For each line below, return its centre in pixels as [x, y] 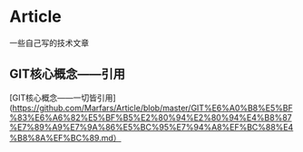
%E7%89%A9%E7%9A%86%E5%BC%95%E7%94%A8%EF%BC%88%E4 [151, 127]
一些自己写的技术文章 [49, 43]
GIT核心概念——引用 [67, 74]
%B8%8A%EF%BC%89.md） [65, 138]
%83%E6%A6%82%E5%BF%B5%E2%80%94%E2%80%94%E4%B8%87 [151, 117]
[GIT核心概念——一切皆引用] [63, 98]
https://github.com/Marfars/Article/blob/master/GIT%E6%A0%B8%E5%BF [152, 108]
